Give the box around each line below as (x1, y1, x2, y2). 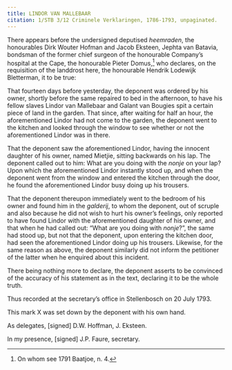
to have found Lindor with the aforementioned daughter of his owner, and (7, 216, 216, 225)
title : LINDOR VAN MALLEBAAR (7, 10, 91, 17)
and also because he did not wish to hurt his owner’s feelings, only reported (7, 209, 223, 218)
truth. (7, 281, 23, 290)
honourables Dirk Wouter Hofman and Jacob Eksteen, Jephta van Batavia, (7, 43, 219, 51)
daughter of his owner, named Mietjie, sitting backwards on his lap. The (7, 151, 211, 160)
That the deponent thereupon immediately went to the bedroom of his (7, 194, 206, 203)
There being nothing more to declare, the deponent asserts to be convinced (7, 267, 223, 275)
